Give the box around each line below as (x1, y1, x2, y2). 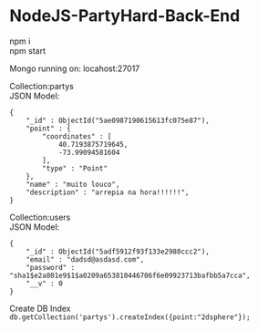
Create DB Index (9, 303, 71, 314)
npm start (9, 45, 46, 56)
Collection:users (9, 212, 71, 222)
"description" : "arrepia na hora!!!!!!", (26, 188, 190, 197)
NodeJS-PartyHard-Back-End (9, 5, 241, 26)
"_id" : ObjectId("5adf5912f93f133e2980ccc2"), (26, 247, 210, 256)
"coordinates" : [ (42, 131, 112, 141)
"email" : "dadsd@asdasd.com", (26, 254, 145, 264)
